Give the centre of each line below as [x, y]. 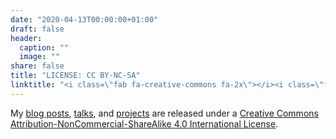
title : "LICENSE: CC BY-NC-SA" [75, 76]
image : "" [39, 57]
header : [26, 38]
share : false [37, 66]
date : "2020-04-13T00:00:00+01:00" [84, 19]
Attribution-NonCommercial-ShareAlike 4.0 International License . [144, 123]
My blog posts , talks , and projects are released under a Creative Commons [164, 113]
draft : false [37, 29]
